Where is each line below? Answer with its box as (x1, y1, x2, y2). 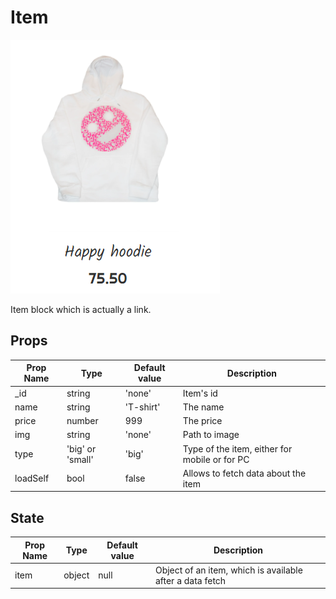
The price (182, 415, 223, 426)
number (66, 415, 99, 426)
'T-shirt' (124, 401, 161, 413)
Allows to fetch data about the (182, 467, 307, 479)
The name (182, 401, 225, 413)
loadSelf (14, 472, 50, 485)
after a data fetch (154, 574, 227, 586)
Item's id (182, 387, 218, 399)
